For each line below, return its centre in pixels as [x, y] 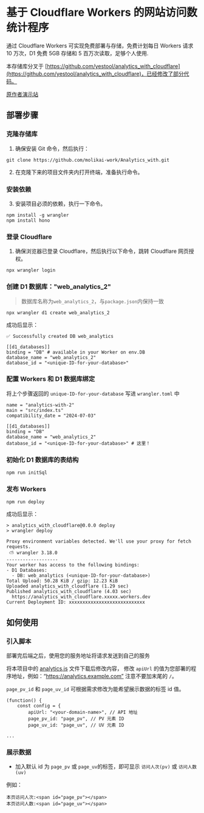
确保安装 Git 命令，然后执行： [52, 148]
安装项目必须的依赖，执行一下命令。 [60, 204]
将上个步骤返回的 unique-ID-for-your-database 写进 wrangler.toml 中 [93, 393]
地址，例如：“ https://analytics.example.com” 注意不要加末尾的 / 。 [94, 676]
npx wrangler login [31, 270]
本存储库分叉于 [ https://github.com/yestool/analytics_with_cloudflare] [93, 66]
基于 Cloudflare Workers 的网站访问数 [102, 12]
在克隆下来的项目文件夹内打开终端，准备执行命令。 [79, 172]
